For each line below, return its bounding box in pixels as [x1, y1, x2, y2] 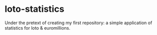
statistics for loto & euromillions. [4, 25, 71, 31]
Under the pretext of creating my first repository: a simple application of [4, 20, 153, 26]
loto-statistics [4, 3, 64, 15]
